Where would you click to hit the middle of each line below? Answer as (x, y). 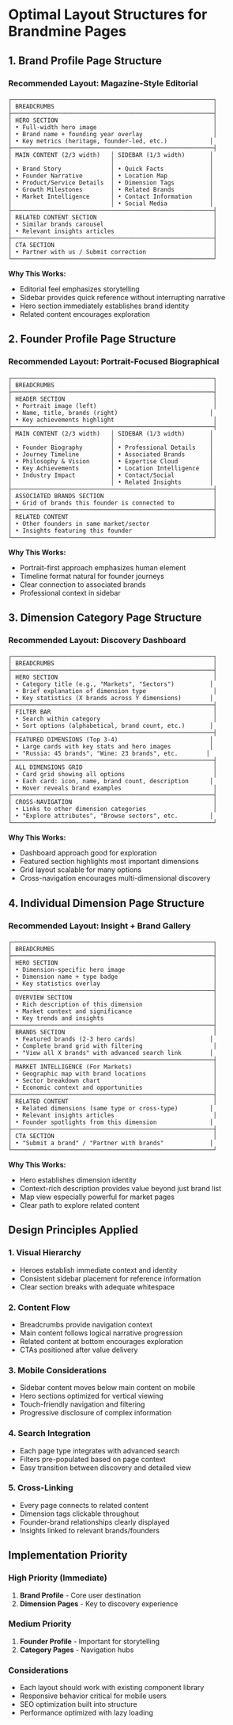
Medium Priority (40, 1624)
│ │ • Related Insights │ (111, 482)
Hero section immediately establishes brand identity (104, 306)
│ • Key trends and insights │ (113, 1018)
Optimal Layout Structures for (108, 15)
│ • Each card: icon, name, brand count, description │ (111, 782)
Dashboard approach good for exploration (88, 853)
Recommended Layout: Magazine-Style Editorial (103, 83)
